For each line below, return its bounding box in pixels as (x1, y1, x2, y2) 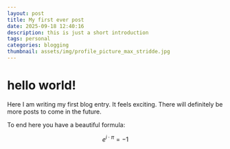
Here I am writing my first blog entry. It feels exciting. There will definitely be (7, 100, 223, 108)
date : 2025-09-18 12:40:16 (7, 23, 84, 29)
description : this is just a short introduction (7, 29, 149, 36)
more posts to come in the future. (7, 107, 102, 116)
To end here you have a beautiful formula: (7, 120, 126, 128)
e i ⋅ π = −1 (102, 134, 129, 144)
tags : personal (7, 36, 51, 42)
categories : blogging (7, 42, 69, 49)
